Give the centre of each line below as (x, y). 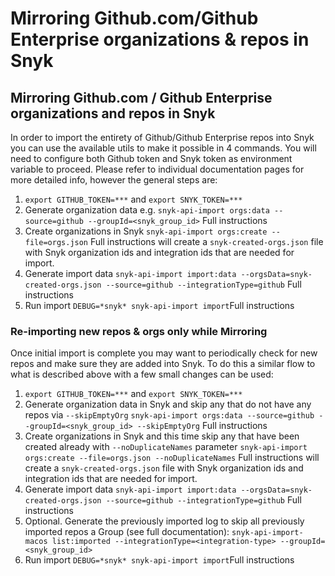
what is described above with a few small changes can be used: (142, 374)
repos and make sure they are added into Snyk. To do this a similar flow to (163, 364)
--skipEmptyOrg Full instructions (202, 426)
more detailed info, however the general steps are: (114, 180)
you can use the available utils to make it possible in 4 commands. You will (163, 148)
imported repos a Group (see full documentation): (127, 532)
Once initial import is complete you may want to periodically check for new (164, 353)
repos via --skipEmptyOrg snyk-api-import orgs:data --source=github (169, 415)
